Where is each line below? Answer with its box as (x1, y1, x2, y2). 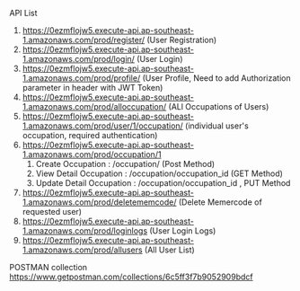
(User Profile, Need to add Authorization (142, 73, 291, 84)
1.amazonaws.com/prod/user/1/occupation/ (22, 120, 184, 131)
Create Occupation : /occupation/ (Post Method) (35, 159, 216, 169)
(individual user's (185, 120, 249, 131)
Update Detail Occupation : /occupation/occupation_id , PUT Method (35, 178, 291, 188)
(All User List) (144, 244, 195, 255)
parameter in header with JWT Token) (22, 83, 163, 93)
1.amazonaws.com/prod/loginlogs (22, 225, 148, 236)
